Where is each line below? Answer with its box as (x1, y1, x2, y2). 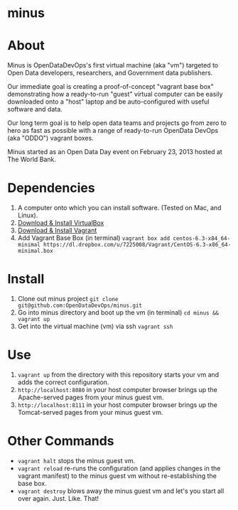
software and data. (7, 105, 63, 114)
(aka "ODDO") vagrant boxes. (7, 134, 94, 143)
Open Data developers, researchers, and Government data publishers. (7, 69, 213, 77)
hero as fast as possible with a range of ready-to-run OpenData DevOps (7, 126, 219, 135)
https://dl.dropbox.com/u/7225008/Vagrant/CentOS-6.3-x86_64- (43, 242, 232, 249)
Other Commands (7, 433, 115, 449)
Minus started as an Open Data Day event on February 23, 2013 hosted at (7, 148, 222, 156)
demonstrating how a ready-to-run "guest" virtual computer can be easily (7, 90, 223, 99)
